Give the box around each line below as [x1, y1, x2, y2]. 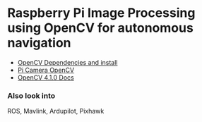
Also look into [7, 90, 56, 100]
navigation [7, 35, 71, 51]
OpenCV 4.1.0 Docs [17, 73, 74, 82]
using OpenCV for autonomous [7, 20, 194, 36]
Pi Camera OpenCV [17, 66, 75, 74]
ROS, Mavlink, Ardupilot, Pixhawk [7, 107, 105, 116]
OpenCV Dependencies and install [17, 58, 118, 66]
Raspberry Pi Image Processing [7, 5, 196, 21]
